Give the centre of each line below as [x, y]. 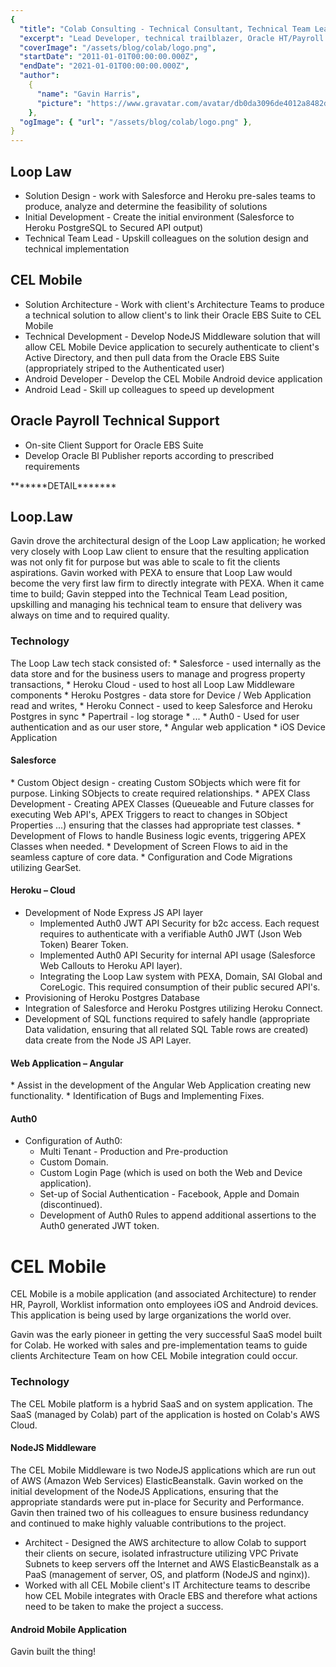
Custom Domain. [74, 1162]
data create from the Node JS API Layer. [108, 1040]
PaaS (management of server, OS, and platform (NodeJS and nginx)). [167, 1574]
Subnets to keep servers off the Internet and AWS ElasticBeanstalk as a [172, 1563]
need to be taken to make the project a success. [124, 1606]
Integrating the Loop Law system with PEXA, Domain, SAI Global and [181, 977]
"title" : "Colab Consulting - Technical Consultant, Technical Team [165, 29]
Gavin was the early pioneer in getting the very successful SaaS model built [166, 1335]
